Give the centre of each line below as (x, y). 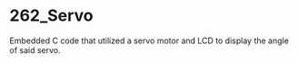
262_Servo (51, 16)
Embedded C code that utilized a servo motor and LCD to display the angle (149, 40)
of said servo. (35, 49)
